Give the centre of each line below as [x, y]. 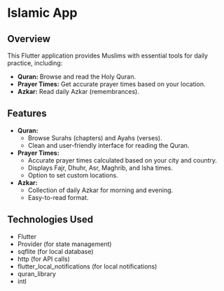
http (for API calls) [43, 259]
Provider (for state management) [64, 244]
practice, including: [35, 63]
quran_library [36, 273]
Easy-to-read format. [58, 197]
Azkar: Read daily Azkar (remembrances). [78, 92]
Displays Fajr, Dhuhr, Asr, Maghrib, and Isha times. [100, 168]
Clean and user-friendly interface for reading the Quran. [108, 145]
